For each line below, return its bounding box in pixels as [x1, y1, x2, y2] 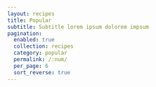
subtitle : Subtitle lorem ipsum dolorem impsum [7, 23, 150, 30]
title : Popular [7, 17, 52, 24]
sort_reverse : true [13, 69, 71, 76]
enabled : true [13, 36, 55, 43]
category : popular [13, 50, 68, 57]
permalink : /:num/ [13, 56, 68, 63]
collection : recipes [13, 43, 74, 50]
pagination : [7, 29, 42, 37]
